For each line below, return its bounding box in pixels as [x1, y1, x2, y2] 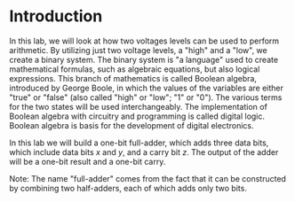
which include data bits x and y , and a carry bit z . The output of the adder [9, 146, 279, 157]
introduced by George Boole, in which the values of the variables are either [9, 82, 284, 93]
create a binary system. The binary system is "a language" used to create [9, 54, 278, 65]
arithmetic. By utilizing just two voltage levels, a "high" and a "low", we [9, 44, 268, 55]
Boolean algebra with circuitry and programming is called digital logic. [9, 111, 265, 121]
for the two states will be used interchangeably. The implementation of [9, 101, 268, 112]
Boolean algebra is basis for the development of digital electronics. [9, 120, 254, 130]
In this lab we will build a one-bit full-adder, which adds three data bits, [9, 137, 269, 148]
